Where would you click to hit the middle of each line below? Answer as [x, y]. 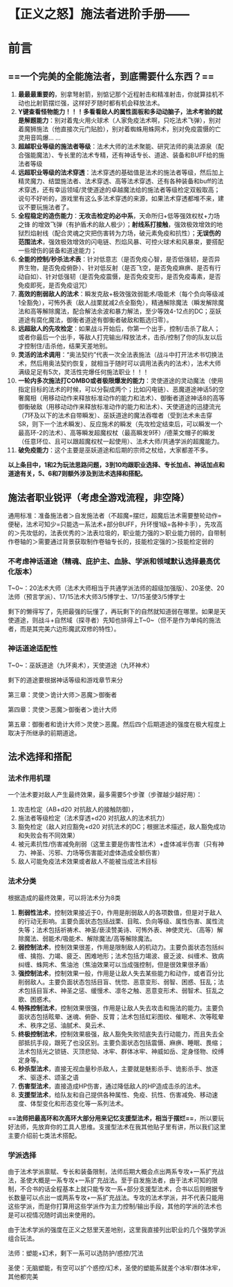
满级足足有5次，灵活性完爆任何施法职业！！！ [83, 372]
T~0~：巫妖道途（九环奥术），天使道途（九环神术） [81, 665]
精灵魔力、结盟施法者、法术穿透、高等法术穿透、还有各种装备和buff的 [118, 181]
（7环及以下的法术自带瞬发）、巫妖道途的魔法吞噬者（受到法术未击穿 [115, 415]
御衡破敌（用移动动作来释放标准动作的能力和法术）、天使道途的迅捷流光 [119, 407]
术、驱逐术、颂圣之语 [48, 1077]
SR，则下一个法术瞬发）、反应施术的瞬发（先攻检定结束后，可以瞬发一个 [120, 424]
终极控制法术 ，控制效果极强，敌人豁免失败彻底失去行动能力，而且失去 [118, 1034]
